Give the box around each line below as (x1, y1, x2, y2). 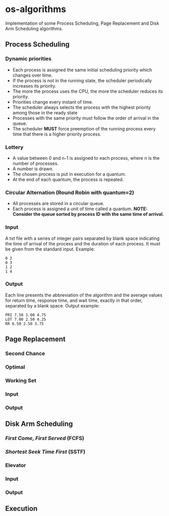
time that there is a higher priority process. (12, 131, 102, 137)
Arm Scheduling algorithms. (5, 25, 63, 31)
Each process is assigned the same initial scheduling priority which (12, 67, 152, 73)
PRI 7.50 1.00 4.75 (5, 312, 46, 317)
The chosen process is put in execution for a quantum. (12, 171, 126, 177)
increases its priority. (12, 83, 57, 89)
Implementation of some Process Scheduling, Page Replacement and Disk (5, 20, 159, 26)
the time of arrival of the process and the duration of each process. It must (5, 240, 160, 246)
